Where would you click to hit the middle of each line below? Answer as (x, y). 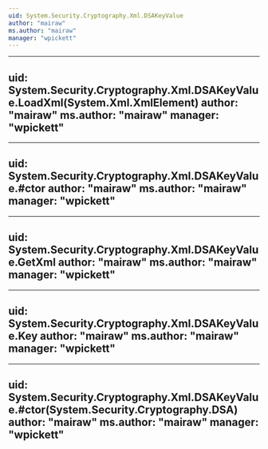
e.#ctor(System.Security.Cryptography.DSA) (123, 410)
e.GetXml (32, 263)
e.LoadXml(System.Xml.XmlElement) (104, 102)
